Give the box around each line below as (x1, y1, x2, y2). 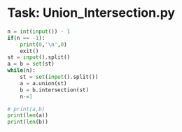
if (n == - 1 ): (7, 34, 45, 41)
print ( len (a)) (7, 112, 49, 119)
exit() (20, 47, 39, 54)
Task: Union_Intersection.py (7, 5, 176, 21)
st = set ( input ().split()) (20, 73, 99, 81)
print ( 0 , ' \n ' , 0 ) (20, 41, 68, 48)
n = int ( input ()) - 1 (7, 28, 71, 35)
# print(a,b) (7, 105, 45, 112)
